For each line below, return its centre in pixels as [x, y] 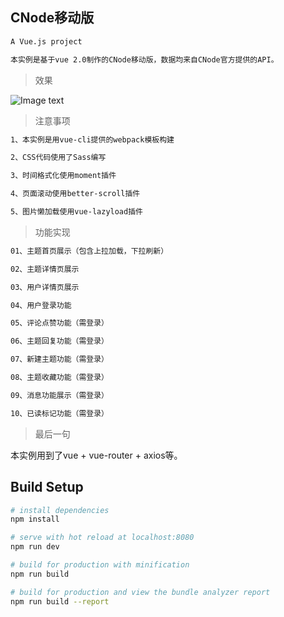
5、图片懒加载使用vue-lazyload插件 [76, 212]
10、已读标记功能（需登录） [60, 413]
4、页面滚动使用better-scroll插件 [75, 194]
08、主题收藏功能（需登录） [60, 378]
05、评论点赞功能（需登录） [60, 323]
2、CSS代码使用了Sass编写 [58, 158]
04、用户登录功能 [41, 305]
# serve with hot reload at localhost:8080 [102, 538]
